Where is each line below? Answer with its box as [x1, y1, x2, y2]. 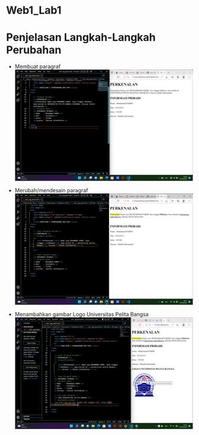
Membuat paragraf [14, 63, 61, 70]
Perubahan [6, 43, 62, 57]
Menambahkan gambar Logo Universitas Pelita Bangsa [14, 311, 149, 318]
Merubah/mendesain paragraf [14, 187, 88, 194]
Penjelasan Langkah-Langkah [6, 31, 156, 45]
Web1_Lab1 [6, 4, 62, 17]
